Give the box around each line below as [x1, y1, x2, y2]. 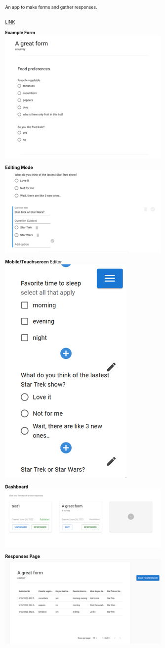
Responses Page [5, 553, 41, 559]
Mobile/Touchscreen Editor [5, 259, 62, 265]
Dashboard [5, 484, 29, 490]
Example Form [5, 30, 36, 35]
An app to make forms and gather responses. [5, 4, 97, 10]
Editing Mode [5, 164, 33, 170]
